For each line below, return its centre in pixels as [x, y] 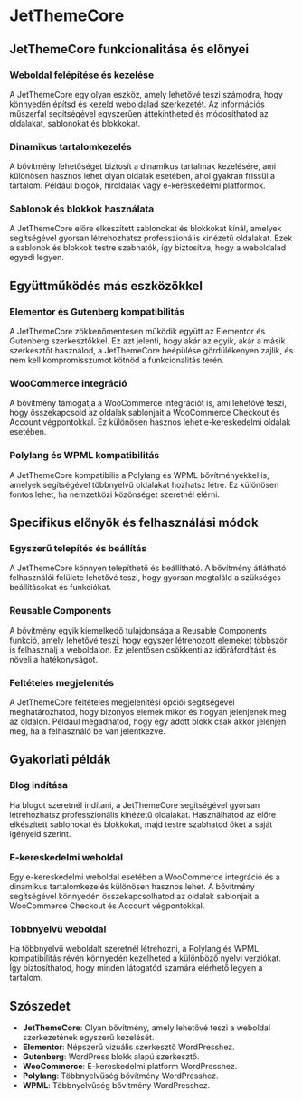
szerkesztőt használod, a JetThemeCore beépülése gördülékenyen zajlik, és [151, 351]
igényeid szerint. [40, 833]
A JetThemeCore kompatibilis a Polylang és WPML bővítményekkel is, [139, 475]
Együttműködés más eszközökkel [106, 286]
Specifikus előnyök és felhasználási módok [134, 523]
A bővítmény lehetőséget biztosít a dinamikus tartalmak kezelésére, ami [143, 166]
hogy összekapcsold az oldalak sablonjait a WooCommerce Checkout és [145, 413]
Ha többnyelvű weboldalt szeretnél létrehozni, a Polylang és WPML [134, 949]
